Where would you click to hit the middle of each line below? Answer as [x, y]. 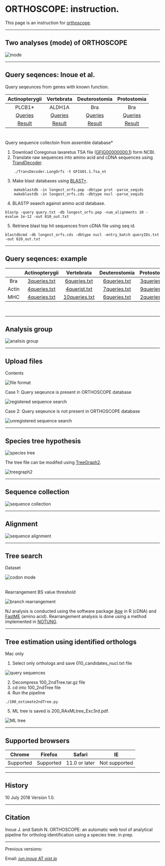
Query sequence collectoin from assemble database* [59, 142]
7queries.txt [117, 289]
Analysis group [29, 329]
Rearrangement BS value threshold [41, 592]
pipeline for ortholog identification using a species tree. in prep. [69, 834]
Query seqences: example [46, 259]
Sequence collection [37, 492]
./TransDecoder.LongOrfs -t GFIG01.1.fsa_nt [60, 172]
